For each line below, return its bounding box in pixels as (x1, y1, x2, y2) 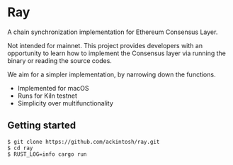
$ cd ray (7, 144, 33, 152)
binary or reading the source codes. (7, 56, 112, 64)
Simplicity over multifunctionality (17, 98, 113, 107)
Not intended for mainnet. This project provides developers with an (7, 41, 203, 50)
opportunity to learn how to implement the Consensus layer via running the (7, 49, 227, 57)
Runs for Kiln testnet (17, 91, 78, 100)
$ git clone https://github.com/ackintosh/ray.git (7, 138, 160, 145)
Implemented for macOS (17, 84, 89, 92)
